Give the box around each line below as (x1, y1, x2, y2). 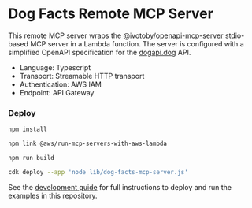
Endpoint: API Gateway (19, 87, 94, 97)
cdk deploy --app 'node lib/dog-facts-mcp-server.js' (8, 168, 189, 176)
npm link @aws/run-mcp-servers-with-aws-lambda (8, 139, 168, 148)
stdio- (224, 31, 245, 40)
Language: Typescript (19, 62, 91, 72)
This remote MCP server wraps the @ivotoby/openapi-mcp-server (8, 31, 224, 40)
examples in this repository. (8, 191, 98, 200)
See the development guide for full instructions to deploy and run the (8, 182, 232, 191)
